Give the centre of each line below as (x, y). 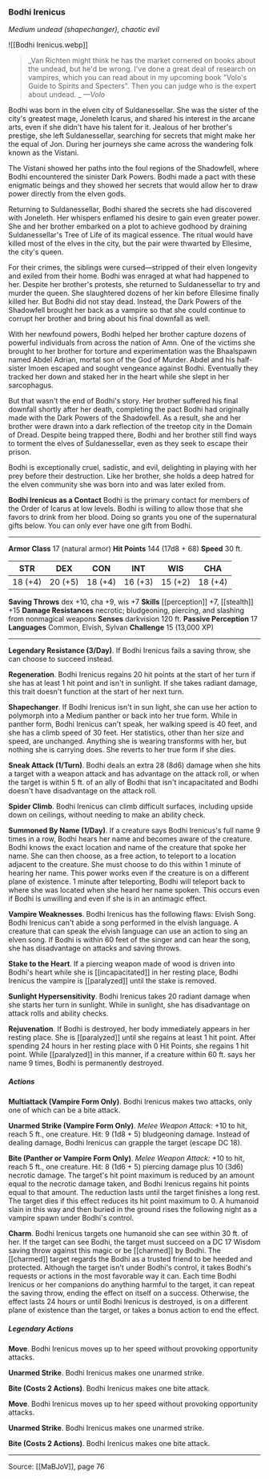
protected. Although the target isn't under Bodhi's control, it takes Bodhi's (130, 1268)
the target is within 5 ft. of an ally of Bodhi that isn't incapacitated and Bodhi (133, 782)
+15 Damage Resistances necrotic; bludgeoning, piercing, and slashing (126, 610)
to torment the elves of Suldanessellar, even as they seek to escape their (128, 444)
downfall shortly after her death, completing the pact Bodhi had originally (129, 409)
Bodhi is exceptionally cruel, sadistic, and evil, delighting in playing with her (133, 468)
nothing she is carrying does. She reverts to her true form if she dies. (122, 750)
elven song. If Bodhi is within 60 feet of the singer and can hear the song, (129, 940)
